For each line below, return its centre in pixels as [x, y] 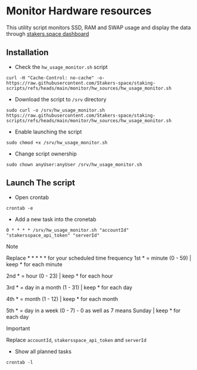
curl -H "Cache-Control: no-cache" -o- [56, 78]
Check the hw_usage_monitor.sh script [61, 67]
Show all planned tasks [43, 351]
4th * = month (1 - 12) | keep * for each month [62, 299]
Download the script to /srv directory [61, 99]
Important [18, 328]
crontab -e [20, 208]
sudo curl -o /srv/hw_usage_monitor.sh [56, 110]
